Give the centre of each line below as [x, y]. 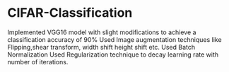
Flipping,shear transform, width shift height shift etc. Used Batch [101, 47]
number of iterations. [38, 62]
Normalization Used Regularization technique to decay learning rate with [113, 55]
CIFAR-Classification [70, 13]
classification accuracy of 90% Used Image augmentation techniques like [114, 39]
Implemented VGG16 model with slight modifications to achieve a [102, 32]
